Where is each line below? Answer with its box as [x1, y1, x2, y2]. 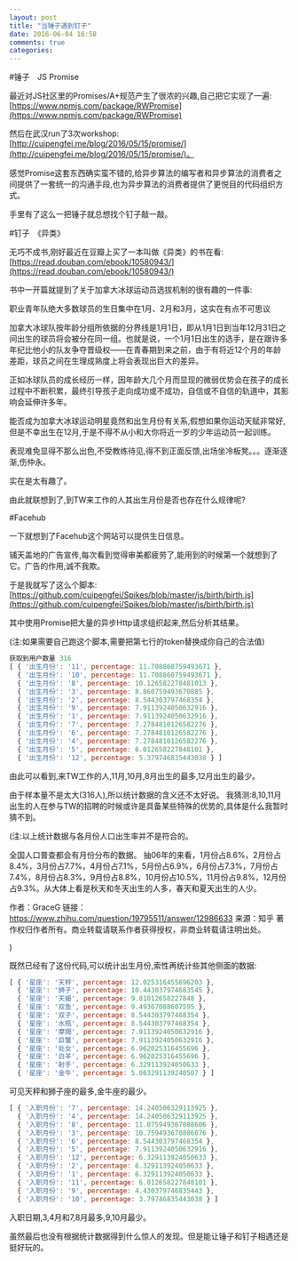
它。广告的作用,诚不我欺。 [9, 561, 106, 572]
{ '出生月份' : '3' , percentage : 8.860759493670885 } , [17, 687, 215, 696]
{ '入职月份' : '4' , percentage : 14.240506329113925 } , [17, 1112, 219, 1120]
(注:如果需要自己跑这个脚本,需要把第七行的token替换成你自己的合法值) [9, 637, 265, 647]
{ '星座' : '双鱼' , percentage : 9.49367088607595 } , [17, 1002, 207, 1012]
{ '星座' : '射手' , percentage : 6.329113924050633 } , [17, 1060, 211, 1070]
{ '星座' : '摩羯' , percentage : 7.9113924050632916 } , [17, 1027, 215, 1036]
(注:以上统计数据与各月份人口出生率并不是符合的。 [9, 831, 193, 841]
